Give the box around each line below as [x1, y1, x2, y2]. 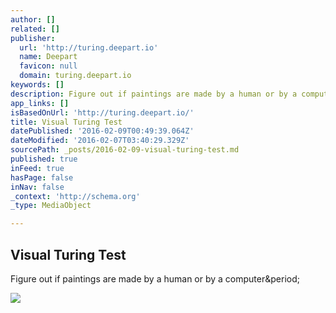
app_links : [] [10, 98, 70, 108]
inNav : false [10, 182, 65, 192]
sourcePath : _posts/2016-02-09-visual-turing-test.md [10, 145, 240, 155]
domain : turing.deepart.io [19, 71, 132, 81]
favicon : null [19, 61, 78, 71]
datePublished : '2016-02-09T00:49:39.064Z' [10, 126, 195, 136]
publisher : [10, 33, 56, 43]
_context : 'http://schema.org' [10, 191, 141, 201]
